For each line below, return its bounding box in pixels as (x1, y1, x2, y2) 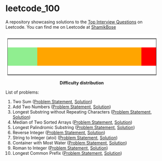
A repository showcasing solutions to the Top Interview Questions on (5, 19, 143, 25)
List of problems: (5, 89, 39, 95)
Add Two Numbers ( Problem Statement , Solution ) (12, 104, 111, 110)
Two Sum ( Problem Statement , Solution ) (12, 98, 92, 104)
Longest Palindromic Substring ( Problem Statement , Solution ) (12, 124, 135, 130)
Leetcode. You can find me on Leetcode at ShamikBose (5, 24, 117, 30)
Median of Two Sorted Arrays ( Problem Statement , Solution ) (12, 119, 133, 125)
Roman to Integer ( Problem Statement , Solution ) (12, 145, 108, 151)
